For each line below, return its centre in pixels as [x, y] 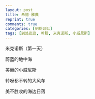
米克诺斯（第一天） [25, 48]
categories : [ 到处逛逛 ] [29, 29]
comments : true [21, 24]
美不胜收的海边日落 [25, 91]
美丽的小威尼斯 [21, 70]
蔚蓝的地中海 [19, 59]
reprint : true [20, 19]
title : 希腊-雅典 [22, 15]
